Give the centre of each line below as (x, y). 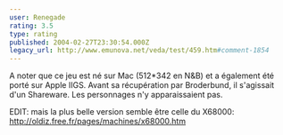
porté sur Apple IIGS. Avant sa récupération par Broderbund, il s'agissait (142, 85)
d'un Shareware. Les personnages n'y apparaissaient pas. (116, 95)
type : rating (33, 34)
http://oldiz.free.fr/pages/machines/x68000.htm (97, 122)
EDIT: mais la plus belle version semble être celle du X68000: (122, 112)
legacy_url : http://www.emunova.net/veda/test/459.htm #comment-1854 (139, 51)
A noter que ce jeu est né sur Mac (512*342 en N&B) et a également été (142, 75)
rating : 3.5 (31, 26)
